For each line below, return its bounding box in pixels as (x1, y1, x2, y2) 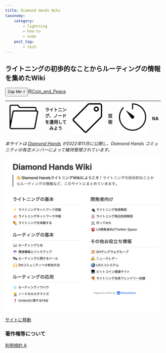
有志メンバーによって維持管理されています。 (22, 147, 113, 153)
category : (14, 18, 35, 23)
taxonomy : (5, 13, 26, 18)
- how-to (23, 29, 41, 34)
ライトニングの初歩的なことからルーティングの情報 (5, 65, 161, 73)
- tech (23, 44, 37, 49)
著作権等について (5, 330, 46, 337)
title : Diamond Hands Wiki (5, 8, 61, 13)
